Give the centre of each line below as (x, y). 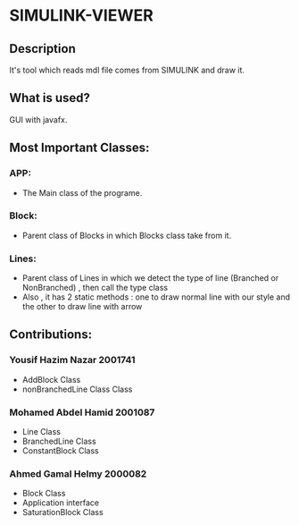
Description (42, 49)
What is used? (50, 98)
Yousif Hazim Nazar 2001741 (72, 360)
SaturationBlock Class (63, 512)
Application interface (61, 503)
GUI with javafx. (38, 119)
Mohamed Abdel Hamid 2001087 (82, 412)
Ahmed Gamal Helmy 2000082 (78, 474)
